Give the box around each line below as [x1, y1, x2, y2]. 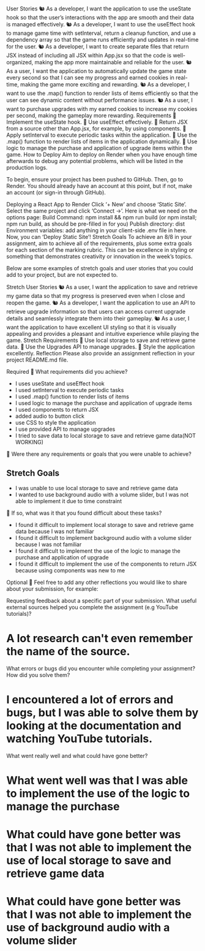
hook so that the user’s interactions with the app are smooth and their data [6, 14, 195, 21]
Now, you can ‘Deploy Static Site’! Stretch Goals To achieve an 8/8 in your [6, 233, 192, 240]
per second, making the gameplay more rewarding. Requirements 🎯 [6, 112, 176, 119]
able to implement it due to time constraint [15, 497, 122, 504]
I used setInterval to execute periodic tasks [15, 387, 124, 393]
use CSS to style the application [15, 419, 96, 426]
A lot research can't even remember [6, 632, 193, 645]
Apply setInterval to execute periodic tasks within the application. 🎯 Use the [6, 131, 197, 138]
